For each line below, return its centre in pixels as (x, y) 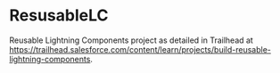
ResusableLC (59, 16)
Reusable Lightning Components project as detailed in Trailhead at (132, 40)
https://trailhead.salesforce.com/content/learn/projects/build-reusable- (140, 49)
